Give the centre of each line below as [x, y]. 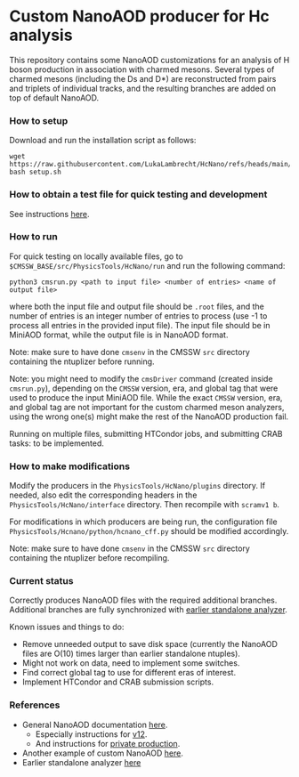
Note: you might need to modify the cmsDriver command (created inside [141, 378]
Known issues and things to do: [67, 627]
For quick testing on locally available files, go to [97, 256]
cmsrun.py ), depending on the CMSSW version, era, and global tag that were [144, 388]
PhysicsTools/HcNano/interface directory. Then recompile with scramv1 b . [145, 505]
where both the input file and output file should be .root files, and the [137, 306]
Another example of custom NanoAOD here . [103, 753]
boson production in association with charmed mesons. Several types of [142, 69]
